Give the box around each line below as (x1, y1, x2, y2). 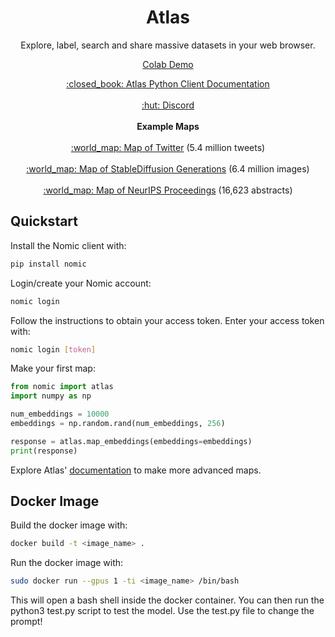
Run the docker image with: (10, 557, 124, 569)
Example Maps (136, 120, 200, 132)
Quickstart (10, 213, 79, 230)
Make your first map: (10, 362, 96, 375)
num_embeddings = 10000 (10, 409, 110, 420)
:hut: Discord (141, 99, 195, 111)
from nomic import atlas (10, 382, 114, 392)
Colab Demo (142, 58, 194, 70)
